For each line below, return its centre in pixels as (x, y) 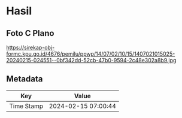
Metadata (25, 79)
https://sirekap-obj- (31, 47)
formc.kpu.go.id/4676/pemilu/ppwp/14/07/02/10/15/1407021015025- (91, 54)
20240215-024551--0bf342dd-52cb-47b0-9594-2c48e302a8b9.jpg (91, 60)
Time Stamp (26, 106)
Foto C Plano (30, 33)
